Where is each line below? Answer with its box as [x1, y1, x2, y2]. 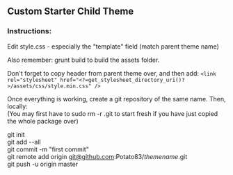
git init [7, 130, 26, 138]
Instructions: [7, 26, 52, 36]
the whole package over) [7, 117, 79, 125]
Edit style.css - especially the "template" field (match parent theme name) [7, 42, 219, 51]
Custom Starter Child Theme [7, 6, 134, 17]
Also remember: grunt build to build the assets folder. [7, 56, 160, 64]
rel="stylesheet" [7, 76, 58, 83]
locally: [7, 102, 28, 110]
